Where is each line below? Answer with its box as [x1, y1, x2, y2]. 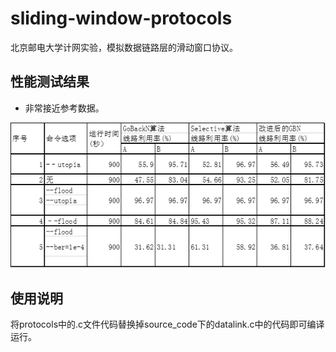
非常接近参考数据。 [24, 102, 105, 114]
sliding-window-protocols [10, 7, 233, 30]
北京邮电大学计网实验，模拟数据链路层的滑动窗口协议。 [10, 41, 238, 53]
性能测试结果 [10, 73, 90, 91]
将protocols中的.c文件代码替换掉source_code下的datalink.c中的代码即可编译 [10, 318, 325, 331]
